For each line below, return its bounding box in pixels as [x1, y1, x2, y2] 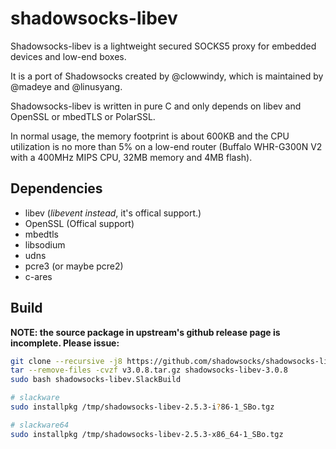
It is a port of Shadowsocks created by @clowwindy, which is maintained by [10, 70, 324, 82]
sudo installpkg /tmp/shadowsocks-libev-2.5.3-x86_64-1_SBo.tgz [10, 429, 284, 439]
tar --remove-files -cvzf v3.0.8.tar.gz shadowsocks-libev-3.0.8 [10, 365, 288, 376]
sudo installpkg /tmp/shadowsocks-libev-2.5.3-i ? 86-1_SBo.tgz [10, 402, 275, 412]
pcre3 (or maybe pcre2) [24, 260, 124, 272]
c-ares [24, 270, 53, 282]
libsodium [24, 238, 66, 251]
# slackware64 [10, 420, 70, 430]
